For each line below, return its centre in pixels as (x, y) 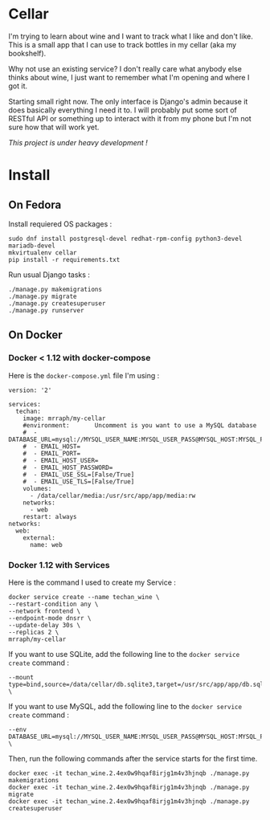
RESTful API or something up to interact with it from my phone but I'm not (130, 118)
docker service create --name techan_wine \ (84, 597)
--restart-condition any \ (53, 604)
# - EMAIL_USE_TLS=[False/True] (79, 481)
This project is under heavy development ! (78, 142)
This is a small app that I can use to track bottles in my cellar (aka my (123, 44)
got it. (18, 86)
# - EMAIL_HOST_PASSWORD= (68, 467)
